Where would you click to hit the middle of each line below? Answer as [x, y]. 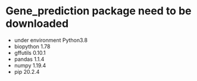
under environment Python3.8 [51, 40]
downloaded [37, 24]
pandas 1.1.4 [29, 59]
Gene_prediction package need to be [98, 11]
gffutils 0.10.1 [30, 52]
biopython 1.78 [32, 46]
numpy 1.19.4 [30, 65]
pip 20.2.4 [27, 71]
